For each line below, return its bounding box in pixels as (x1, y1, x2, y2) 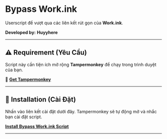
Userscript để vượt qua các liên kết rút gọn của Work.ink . (5, 20, 123, 26)
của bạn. (5, 67, 23, 73)
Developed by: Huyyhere (5, 29, 58, 35)
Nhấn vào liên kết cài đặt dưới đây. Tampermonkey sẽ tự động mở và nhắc (5, 108, 157, 114)
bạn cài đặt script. (5, 114, 42, 120)
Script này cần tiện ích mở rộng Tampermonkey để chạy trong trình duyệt (5, 61, 157, 67)
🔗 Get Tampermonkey (5, 76, 51, 82)
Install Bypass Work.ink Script (5, 123, 69, 129)
